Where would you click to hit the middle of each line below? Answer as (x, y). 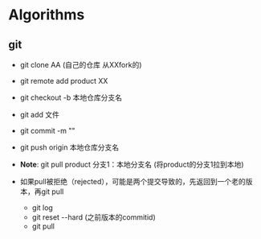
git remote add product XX (64, 81)
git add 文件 (40, 115)
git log (43, 208)
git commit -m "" (47, 131)
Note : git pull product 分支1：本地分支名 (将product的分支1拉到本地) (132, 164)
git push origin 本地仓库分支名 (69, 147)
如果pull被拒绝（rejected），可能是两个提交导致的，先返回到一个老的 (133, 181)
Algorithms (47, 15)
